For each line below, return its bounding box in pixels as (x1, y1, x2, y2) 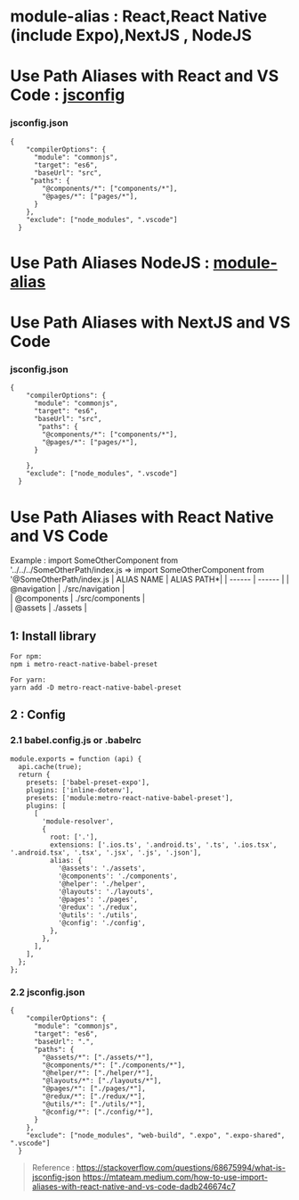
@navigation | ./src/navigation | (10, 583, 125, 594)
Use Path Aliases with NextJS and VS (10, 312, 291, 333)
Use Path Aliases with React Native (10, 507, 274, 527)
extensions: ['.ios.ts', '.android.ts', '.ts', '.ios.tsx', (49, 840, 278, 849)
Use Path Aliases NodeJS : (10, 252, 210, 273)
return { (18, 770, 51, 779)
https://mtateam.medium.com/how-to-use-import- (82, 1171, 268, 1183)
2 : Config (10, 708, 66, 723)
